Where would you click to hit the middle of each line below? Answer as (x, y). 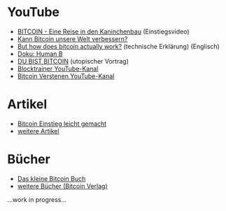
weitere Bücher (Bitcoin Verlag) (63, 186)
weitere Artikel (38, 131)
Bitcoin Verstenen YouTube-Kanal (66, 76)
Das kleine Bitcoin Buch (51, 178)
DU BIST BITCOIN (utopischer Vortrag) (73, 61)
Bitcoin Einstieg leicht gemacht (62, 124)
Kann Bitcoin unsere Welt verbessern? (72, 38)
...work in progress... (37, 199)
